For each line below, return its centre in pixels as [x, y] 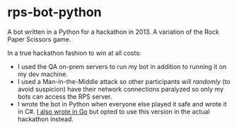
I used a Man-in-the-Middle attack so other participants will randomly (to [124, 81]
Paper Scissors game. [39, 39]
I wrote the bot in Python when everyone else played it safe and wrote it [122, 104]
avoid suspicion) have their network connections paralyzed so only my [121, 89]
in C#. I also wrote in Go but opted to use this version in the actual [114, 111]
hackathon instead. [46, 119]
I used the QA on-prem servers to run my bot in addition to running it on [122, 66]
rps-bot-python [54, 12]
